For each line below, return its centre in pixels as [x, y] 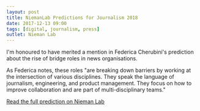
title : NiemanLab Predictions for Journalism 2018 [72, 18]
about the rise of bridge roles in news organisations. [72, 59]
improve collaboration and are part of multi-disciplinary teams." [86, 90]
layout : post [23, 12]
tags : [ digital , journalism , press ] [53, 29]
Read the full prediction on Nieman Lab [56, 102]
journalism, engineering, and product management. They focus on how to [99, 84]
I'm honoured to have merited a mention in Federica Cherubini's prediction [100, 52]
